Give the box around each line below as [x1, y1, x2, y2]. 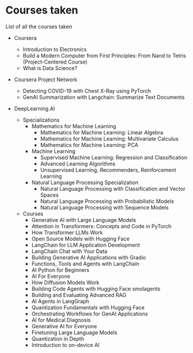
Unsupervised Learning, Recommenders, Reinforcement [40, 166, 177, 174]
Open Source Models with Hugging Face [31, 235, 130, 242]
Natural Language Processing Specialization [31, 179, 139, 186]
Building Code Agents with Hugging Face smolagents [31, 285, 161, 292]
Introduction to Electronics [22, 45, 87, 53]
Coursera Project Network [13, 76, 77, 83]
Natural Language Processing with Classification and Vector [40, 185, 186, 192]
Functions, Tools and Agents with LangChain [31, 260, 140, 267]
